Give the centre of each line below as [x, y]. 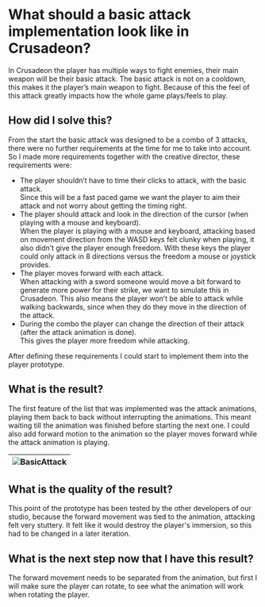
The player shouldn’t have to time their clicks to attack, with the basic [133, 180]
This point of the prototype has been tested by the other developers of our [130, 509]
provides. [35, 264]
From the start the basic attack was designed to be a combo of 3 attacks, [128, 140]
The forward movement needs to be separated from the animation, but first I [133, 578]
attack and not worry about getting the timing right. [103, 206]
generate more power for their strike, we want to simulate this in [124, 290]
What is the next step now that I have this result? [131, 558]
